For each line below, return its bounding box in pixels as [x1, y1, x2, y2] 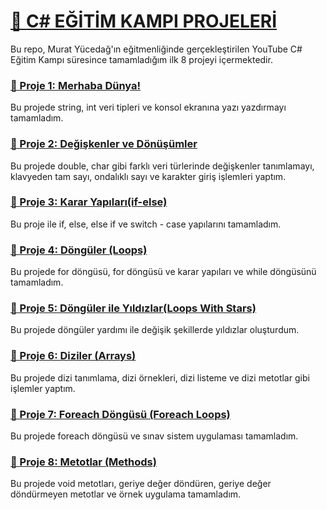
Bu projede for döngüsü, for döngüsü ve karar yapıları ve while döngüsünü [10, 266, 317, 278]
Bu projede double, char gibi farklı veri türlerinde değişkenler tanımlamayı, [10, 160, 315, 172]
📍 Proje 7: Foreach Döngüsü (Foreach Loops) [10, 407, 231, 421]
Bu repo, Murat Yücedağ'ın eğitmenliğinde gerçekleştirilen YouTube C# [10, 43, 303, 55]
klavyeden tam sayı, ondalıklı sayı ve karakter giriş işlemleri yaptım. [10, 170, 287, 182]
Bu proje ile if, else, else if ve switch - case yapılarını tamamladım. [10, 218, 282, 230]
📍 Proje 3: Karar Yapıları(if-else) [10, 195, 168, 209]
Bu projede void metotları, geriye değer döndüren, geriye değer [10, 478, 272, 490]
